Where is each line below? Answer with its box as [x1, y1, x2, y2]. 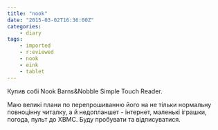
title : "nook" [7, 10, 48, 17]
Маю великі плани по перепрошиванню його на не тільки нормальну [7, 100, 212, 109]
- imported [19, 42, 51, 49]
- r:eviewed [19, 49, 54, 56]
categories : [7, 23, 42, 30]
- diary [19, 29, 42, 37]
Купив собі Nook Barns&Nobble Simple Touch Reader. [7, 87, 163, 95]
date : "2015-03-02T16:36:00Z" [7, 17, 95, 24]
